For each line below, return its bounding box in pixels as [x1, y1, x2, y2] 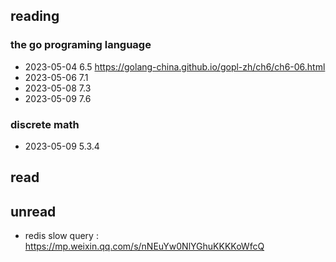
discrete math [10, 117, 80, 131]
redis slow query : [24, 230, 99, 242]
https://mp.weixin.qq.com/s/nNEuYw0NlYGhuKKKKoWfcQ [24, 240, 265, 253]
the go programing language [10, 38, 152, 52]
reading [10, 8, 60, 25]
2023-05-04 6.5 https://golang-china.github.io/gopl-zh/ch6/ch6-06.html [24, 60, 326, 73]
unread [10, 203, 57, 220]
